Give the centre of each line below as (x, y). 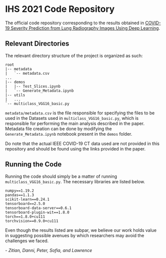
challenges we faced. (27, 241)
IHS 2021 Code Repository (60, 9)
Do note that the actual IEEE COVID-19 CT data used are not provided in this (82, 143)
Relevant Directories (37, 44)
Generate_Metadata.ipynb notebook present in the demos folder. (69, 134)
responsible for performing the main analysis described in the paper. (75, 123)
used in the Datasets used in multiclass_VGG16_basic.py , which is (72, 118)
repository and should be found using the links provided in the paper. (75, 149)
